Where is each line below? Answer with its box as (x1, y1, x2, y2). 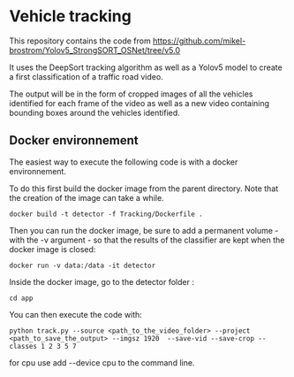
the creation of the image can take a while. (9, 192, 165, 203)
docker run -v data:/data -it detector (9, 261, 156, 270)
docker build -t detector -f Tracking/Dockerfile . (9, 210, 203, 219)
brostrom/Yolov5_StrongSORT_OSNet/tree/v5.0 (9, 44, 181, 55)
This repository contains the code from (9, 35, 152, 46)
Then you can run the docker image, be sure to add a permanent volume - (9, 225, 279, 235)
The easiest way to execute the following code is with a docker (9, 157, 238, 167)
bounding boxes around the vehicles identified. (9, 107, 181, 118)
